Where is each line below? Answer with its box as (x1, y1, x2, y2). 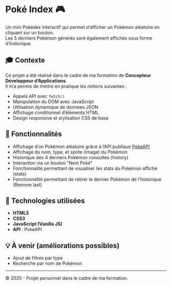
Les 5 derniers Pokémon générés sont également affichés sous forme (5, 35, 153, 41)
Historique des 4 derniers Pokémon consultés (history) (12, 154, 129, 160)
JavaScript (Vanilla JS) (12, 221, 62, 227)
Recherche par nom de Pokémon (12, 260, 82, 266)
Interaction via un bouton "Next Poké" (12, 160, 93, 166)
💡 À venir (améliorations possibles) (5, 241, 120, 250)
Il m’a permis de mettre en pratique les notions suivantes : (5, 83, 127, 89)
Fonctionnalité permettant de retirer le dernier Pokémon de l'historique (12, 176, 162, 182)
